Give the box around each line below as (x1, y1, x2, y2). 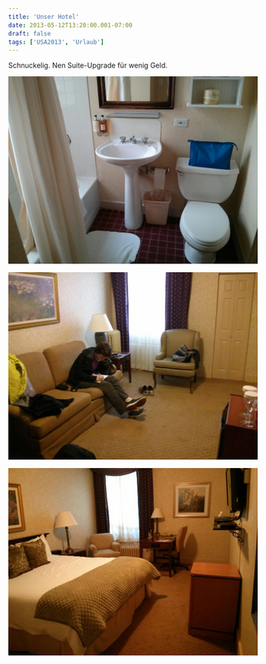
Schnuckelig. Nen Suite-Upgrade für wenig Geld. (8, 60, 168, 71)
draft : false (8, 29, 51, 37)
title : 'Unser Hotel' (8, 13, 80, 21)
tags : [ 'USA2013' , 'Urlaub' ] (8, 38, 104, 46)
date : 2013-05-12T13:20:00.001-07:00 (8, 21, 133, 29)
